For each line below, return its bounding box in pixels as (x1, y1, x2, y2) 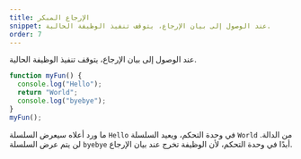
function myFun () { (9, 71, 83, 80)
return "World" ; (17, 88, 78, 97)
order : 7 (9, 29, 42, 38)
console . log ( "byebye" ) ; (17, 96, 106, 105)
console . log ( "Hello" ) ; (17, 79, 102, 89)
